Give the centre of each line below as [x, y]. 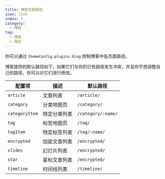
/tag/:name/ [91, 132]
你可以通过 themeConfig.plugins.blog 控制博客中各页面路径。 [67, 56]
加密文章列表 [58, 141]
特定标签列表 [58, 132]
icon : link [16, 14]
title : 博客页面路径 [24, 10]
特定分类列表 [58, 114]
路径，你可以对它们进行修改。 [44, 73]
